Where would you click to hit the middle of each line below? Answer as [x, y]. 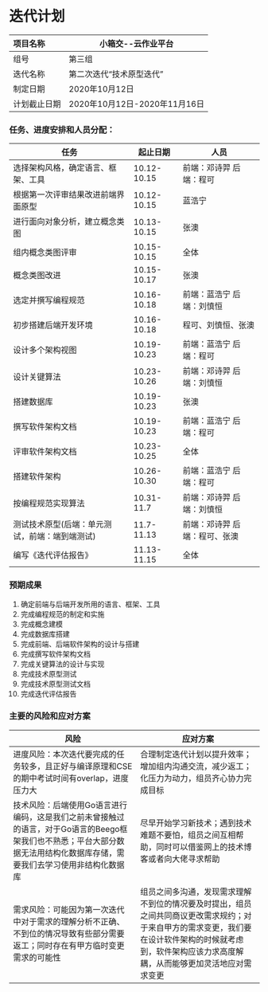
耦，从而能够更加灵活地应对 [192, 963]
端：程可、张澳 [211, 536]
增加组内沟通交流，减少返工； [196, 766]
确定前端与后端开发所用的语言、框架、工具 [90, 604]
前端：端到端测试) [62, 536]
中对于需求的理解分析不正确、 [69, 921]
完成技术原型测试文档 [55, 684]
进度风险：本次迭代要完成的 [65, 754]
